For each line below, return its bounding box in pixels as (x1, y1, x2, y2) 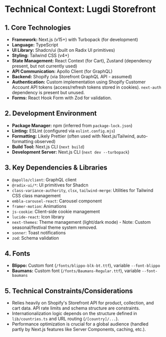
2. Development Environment (4, 109, 97, 118)
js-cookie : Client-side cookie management (11, 208, 100, 214)
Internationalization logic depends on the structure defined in (11, 311, 137, 317)
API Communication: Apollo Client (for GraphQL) (11, 68, 113, 74)
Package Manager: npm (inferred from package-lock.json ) (11, 122, 133, 128)
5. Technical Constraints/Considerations (4, 287, 133, 295)
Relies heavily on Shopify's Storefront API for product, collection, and (11, 300, 154, 306)
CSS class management (11, 192, 61, 198)
